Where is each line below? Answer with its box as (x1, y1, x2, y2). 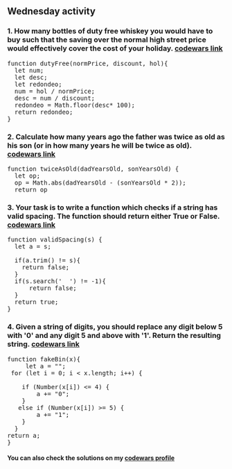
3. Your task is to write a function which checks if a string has (7, 203, 218, 212)
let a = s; (14, 243, 52, 250)
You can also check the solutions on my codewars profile (7, 454, 175, 462)
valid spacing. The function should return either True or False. (7, 211, 220, 221)
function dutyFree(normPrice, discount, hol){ (7, 59, 168, 67)
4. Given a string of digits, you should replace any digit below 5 (7, 322, 223, 332)
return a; (7, 432, 40, 439)
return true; (14, 298, 59, 306)
